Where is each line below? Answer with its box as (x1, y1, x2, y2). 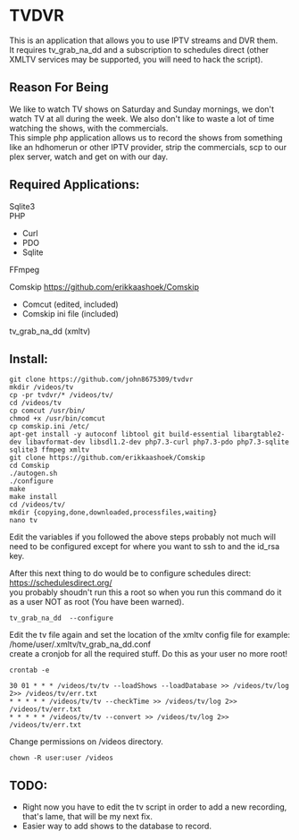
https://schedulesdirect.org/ (9, 578, 112, 589)
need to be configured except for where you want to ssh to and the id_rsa (9, 541, 279, 552)
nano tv (9, 516, 38, 525)
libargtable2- (232, 430, 286, 439)
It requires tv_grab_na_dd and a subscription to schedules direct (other (9, 44, 270, 55)
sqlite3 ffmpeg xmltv (9, 445, 90, 454)
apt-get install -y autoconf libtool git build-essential (9, 430, 229, 439)
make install (9, 493, 58, 502)
